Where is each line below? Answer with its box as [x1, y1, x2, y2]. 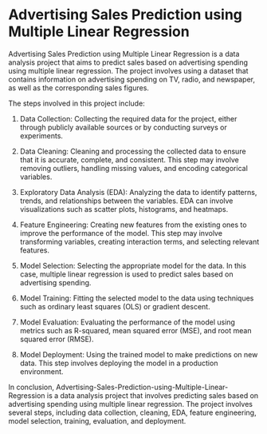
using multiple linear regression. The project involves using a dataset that [8, 66, 249, 75]
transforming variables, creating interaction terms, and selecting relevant [19, 237, 260, 246]
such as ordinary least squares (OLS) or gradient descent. [19, 301, 210, 311]
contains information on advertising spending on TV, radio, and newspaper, [8, 74, 256, 84]
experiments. [19, 130, 64, 141]
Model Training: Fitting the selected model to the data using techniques [19, 293, 254, 303]
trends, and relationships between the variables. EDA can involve [19, 196, 234, 205]
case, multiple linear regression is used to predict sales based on [19, 269, 234, 279]
